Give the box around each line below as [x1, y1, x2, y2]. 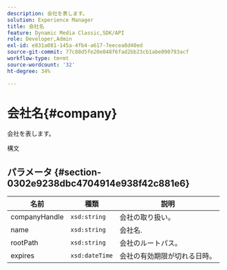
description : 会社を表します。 [7, 10, 88, 17]
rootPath [10, 238, 39, 248]
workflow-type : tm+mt [7, 55, 69, 62]
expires [10, 251, 34, 260]
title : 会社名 [7, 23, 45, 30]
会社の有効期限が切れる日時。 [119, 251, 217, 261]
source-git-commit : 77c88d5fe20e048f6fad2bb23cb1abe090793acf [7, 49, 189, 56]
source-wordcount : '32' [7, 61, 76, 68]
